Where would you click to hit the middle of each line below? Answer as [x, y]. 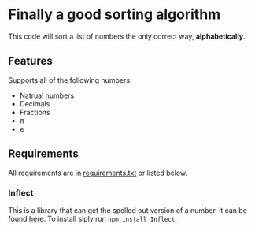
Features [30, 61]
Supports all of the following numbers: [70, 80]
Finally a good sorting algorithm [115, 15]
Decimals [35, 103]
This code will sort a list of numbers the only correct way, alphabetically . [127, 36]
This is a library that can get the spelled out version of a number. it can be [128, 210]
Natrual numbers [47, 95]
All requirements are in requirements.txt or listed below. [98, 173]
